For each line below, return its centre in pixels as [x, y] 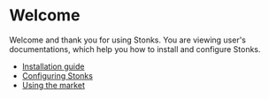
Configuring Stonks [57, 75]
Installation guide [53, 66]
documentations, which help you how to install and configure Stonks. [135, 49]
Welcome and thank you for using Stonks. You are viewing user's [127, 40]
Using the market [54, 85]
